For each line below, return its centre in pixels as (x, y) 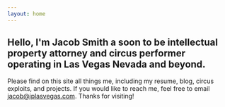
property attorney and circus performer (97, 53)
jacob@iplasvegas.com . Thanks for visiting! (71, 96)
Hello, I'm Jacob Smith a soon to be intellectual (112, 43)
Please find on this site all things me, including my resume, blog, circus (111, 81)
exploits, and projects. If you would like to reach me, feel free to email (109, 89)
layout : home (27, 14)
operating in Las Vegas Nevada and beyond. (106, 64)
